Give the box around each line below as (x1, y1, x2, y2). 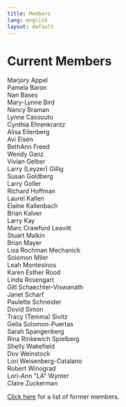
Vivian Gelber (7, 157, 46, 166)
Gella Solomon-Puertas (7, 320, 74, 328)
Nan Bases (7, 91, 38, 99)
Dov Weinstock (7, 349, 51, 358)
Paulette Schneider (7, 298, 62, 306)
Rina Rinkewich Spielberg (7, 335, 80, 343)
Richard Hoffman (7, 187, 56, 195)
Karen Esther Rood (7, 269, 61, 277)
